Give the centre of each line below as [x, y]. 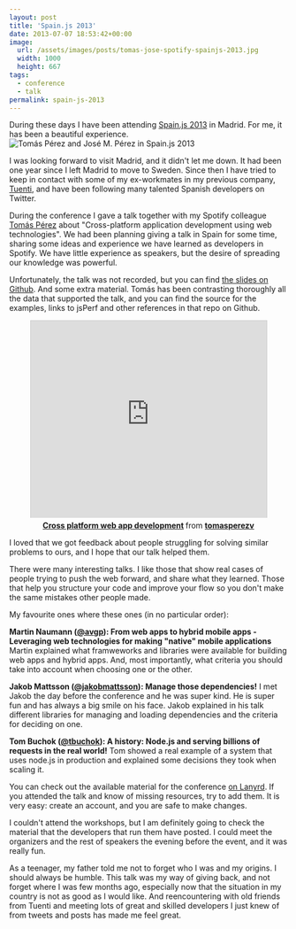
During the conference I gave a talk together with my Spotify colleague [138, 216]
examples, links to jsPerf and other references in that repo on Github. [135, 308]
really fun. [27, 851]
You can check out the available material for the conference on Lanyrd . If [142, 787]
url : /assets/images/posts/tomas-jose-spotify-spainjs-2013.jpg [138, 50]
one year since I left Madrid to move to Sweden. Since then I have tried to [143, 170]
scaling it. [27, 770]
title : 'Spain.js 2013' [53, 26]
